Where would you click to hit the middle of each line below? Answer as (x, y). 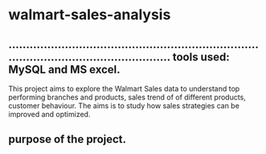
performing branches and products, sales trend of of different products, (127, 97)
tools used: (201, 57)
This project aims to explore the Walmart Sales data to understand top (124, 89)
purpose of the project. (68, 139)
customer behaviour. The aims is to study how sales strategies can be (124, 105)
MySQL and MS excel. (64, 69)
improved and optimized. (49, 114)
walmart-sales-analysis (90, 15)
